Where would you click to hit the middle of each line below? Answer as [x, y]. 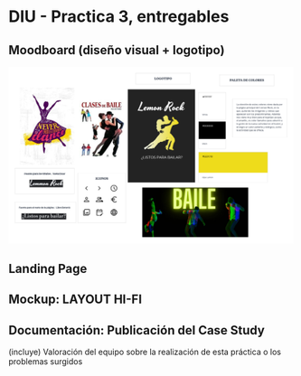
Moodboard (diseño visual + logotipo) [117, 50]
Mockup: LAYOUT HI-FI [75, 300]
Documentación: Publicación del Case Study [137, 330]
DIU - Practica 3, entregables [119, 17]
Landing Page [48, 268]
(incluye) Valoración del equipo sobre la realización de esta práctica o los [145, 352]
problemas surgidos [46, 362]
